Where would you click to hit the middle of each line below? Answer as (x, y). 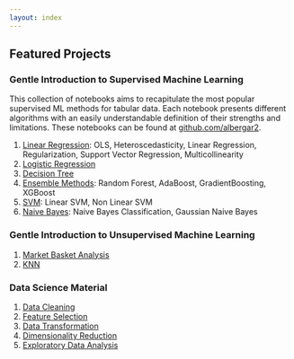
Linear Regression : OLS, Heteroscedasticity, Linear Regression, (139, 145)
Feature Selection (55, 316)
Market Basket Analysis (66, 254)
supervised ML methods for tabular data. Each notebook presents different (148, 109)
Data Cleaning (49, 307)
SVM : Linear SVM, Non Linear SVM (87, 202)
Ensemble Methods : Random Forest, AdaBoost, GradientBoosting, (144, 183)
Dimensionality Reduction (70, 335)
